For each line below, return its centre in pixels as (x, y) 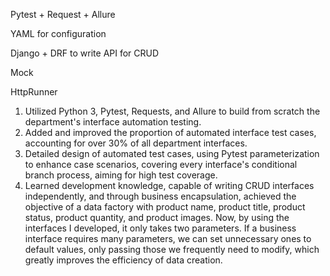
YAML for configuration (58, 33)
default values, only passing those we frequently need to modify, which (172, 249)
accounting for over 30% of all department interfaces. (136, 143)
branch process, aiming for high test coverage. (121, 175)
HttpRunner (34, 92)
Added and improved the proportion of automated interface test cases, (170, 132)
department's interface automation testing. (113, 122)
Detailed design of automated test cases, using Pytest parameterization (172, 153)
